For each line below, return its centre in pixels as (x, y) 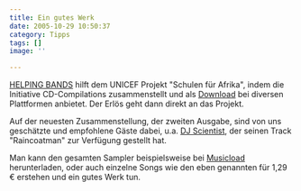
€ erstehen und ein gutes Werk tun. (75, 177)
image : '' (28, 51)
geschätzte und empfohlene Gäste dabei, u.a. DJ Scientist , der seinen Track (150, 131)
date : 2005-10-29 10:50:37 (60, 26)
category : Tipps (40, 34)
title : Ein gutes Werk (52, 18)
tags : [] (26, 43)
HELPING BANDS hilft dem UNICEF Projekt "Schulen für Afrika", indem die (147, 85)
